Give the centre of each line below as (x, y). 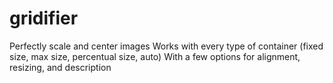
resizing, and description (60, 67)
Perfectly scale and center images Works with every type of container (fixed (166, 46)
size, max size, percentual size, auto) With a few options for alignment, (155, 56)
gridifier (44, 18)
